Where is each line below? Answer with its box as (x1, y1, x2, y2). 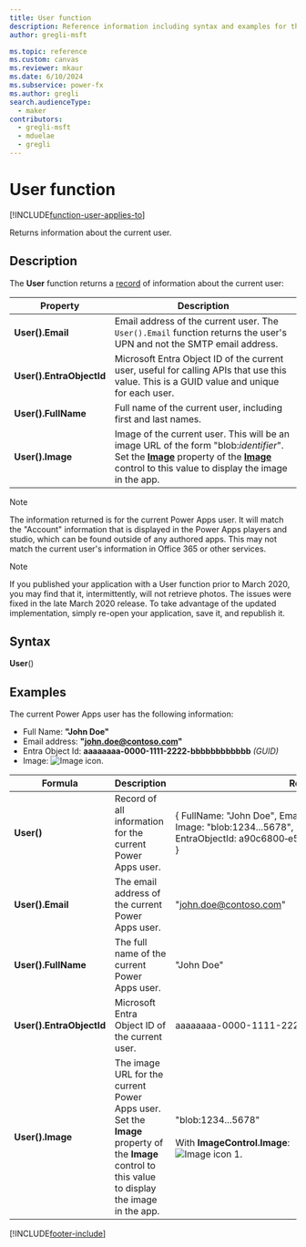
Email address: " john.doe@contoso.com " (22, 736, 183, 747)
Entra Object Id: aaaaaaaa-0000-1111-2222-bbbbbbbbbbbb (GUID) (22, 746, 280, 757)
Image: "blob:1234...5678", (175, 821, 294, 834)
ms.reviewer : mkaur (9, 64, 84, 73)
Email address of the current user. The (114, 314, 280, 327)
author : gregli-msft (9, 30, 88, 39)
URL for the (114, 1068, 164, 1081)
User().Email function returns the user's (114, 325, 287, 338)
